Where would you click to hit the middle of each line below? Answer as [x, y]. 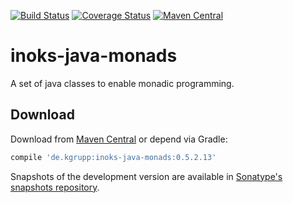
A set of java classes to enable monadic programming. [122, 83]
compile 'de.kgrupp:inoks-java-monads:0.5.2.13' [113, 157]
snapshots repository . [55, 187]
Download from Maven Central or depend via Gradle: [119, 139]
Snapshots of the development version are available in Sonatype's [146, 176]
